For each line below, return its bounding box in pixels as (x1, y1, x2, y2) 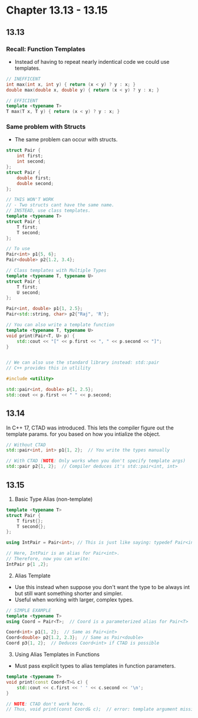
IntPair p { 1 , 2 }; (6, 561, 49, 567)
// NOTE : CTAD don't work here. (6, 701, 85, 707)
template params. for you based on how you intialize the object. (6, 430, 161, 438)
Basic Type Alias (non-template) (14, 495, 93, 503)
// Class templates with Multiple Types (6, 267, 107, 274)
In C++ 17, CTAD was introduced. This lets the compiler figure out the (6, 424, 174, 431)
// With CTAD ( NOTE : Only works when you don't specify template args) (6, 458, 186, 464)
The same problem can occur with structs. (14, 136, 118, 143)
